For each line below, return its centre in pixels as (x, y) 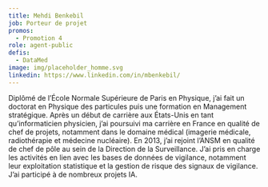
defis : (19, 53)
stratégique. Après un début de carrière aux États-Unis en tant (111, 115)
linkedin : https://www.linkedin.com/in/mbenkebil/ (94, 75)
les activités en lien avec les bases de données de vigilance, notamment (127, 157)
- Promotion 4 (39, 38)
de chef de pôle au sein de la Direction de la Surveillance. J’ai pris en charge (134, 149)
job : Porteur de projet (48, 23)
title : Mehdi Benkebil (46, 16)
